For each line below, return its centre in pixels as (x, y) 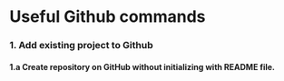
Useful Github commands (108, 17)
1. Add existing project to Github (81, 46)
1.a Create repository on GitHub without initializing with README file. (142, 66)
